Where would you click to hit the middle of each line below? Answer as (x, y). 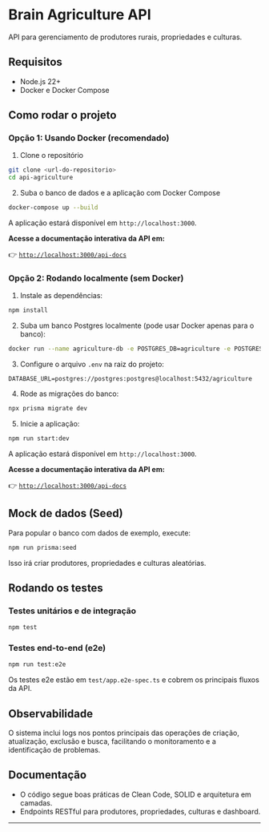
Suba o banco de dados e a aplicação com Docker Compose (120, 193)
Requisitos (35, 62)
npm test (23, 628)
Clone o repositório (52, 155)
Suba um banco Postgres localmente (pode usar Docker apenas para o (137, 325)
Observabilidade (51, 714)
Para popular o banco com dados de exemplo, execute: (99, 533)
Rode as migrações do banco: (69, 394)
